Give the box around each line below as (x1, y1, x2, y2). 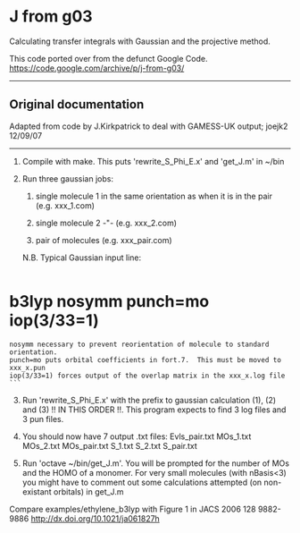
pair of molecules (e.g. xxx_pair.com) (35, 234, 172, 245)
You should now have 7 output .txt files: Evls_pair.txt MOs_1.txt (21, 431, 252, 442)
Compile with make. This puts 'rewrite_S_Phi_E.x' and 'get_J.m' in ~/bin (21, 156, 285, 166)
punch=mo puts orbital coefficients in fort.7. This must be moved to (9, 355, 281, 364)
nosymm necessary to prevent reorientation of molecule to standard (9, 340, 270, 349)
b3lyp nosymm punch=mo (9, 291, 210, 311)
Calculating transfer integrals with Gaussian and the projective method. (9, 36, 271, 47)
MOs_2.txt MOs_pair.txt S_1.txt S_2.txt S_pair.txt (21, 440, 198, 451)
